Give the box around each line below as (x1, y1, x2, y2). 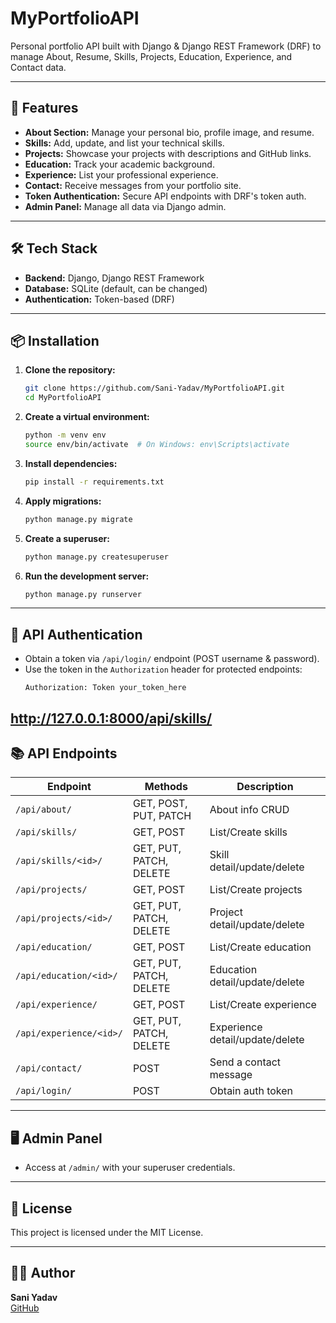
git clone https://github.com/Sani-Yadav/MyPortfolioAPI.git (24, 383, 286, 394)
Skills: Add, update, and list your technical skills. (24, 137, 225, 149)
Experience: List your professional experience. (24, 168, 219, 181)
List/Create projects (209, 883, 303, 897)
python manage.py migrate (24, 514, 133, 524)
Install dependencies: (24, 457, 118, 469)
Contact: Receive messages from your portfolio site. (24, 179, 242, 191)
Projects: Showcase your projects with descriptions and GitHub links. (24, 147, 312, 159)
